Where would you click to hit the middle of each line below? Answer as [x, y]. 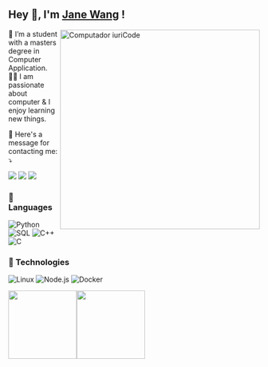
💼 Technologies [39, 262]
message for [29, 142]
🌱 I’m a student [33, 34]
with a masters [33, 42]
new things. [28, 118]
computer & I [30, 101]
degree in [24, 51]
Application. [28, 68]
